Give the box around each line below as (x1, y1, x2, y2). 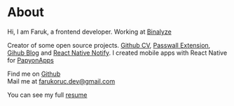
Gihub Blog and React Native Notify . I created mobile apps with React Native (7, 48, 228, 57)
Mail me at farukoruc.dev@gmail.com (7, 77, 116, 85)
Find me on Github (7, 69, 61, 78)
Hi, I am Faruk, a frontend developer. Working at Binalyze (7, 27, 172, 36)
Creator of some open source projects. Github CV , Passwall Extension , (7, 41, 211, 49)
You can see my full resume (7, 91, 88, 99)
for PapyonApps (7, 55, 54, 64)
